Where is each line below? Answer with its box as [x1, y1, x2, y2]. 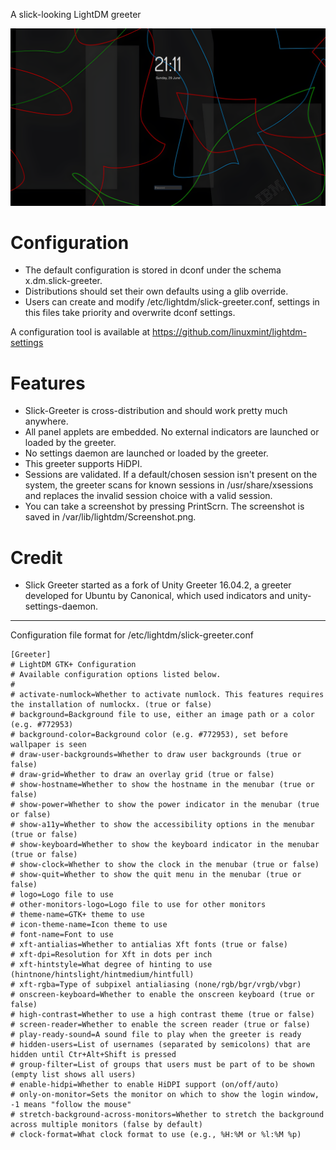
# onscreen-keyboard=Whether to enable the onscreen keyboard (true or [10, 990, 315, 1000]
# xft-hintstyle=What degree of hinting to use [10, 960, 213, 970]
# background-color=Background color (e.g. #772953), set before [10, 730, 288, 740]
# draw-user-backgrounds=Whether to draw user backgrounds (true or [10, 750, 302, 760]
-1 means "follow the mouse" [10, 1100, 132, 1110]
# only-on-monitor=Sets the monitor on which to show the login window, [10, 1090, 320, 1100]
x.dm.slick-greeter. [24, 275, 103, 287]
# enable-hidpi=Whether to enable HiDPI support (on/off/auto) [10, 1080, 280, 1090]
